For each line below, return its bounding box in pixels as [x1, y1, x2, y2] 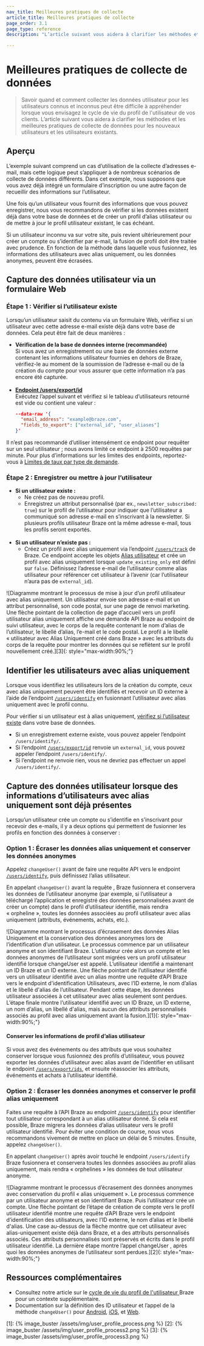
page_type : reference [6, 26, 61, 32]
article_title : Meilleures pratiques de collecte [6, 15, 135, 21]
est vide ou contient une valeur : [15, 399, 96, 406]
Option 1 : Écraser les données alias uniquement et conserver [6, 844, 191, 853]
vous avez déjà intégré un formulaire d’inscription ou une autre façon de [6, 181, 187, 189]
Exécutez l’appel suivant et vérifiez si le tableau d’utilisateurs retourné [15, 392, 190, 400]
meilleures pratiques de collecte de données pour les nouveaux [21, 122, 180, 130]
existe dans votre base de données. [6, 719, 96, 727]
